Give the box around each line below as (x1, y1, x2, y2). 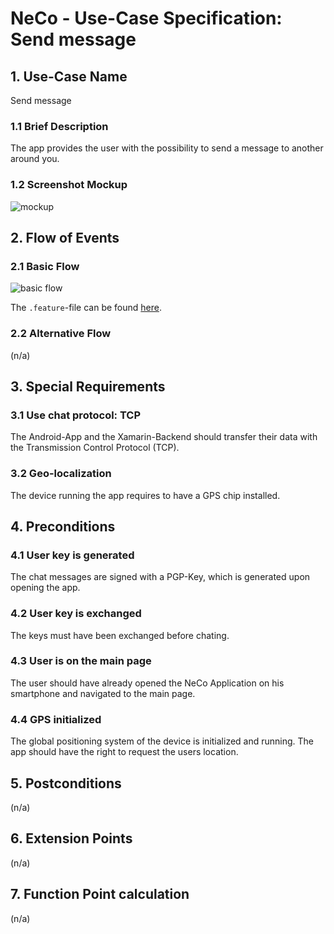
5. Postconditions (10, 775, 122, 792)
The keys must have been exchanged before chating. (10, 629, 230, 641)
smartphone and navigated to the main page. (10, 687, 196, 699)
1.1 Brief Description (10, 119, 109, 133)
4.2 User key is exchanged (10, 607, 142, 621)
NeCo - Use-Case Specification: (10, 7, 283, 30)
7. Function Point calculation (10, 886, 190, 903)
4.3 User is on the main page (10, 654, 152, 668)
